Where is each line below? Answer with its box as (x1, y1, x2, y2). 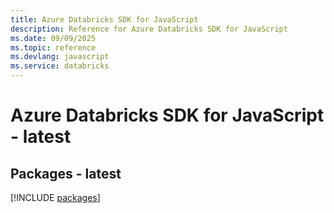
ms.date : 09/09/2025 (10, 33, 97, 43)
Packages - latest (10, 165, 122, 182)
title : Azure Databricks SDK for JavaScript (10, 14, 199, 25)
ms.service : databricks (10, 61, 110, 71)
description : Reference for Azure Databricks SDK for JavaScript (10, 24, 288, 34)
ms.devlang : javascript (10, 52, 110, 62)
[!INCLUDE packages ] (10, 192, 101, 203)
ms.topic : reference (10, 42, 97, 53)
